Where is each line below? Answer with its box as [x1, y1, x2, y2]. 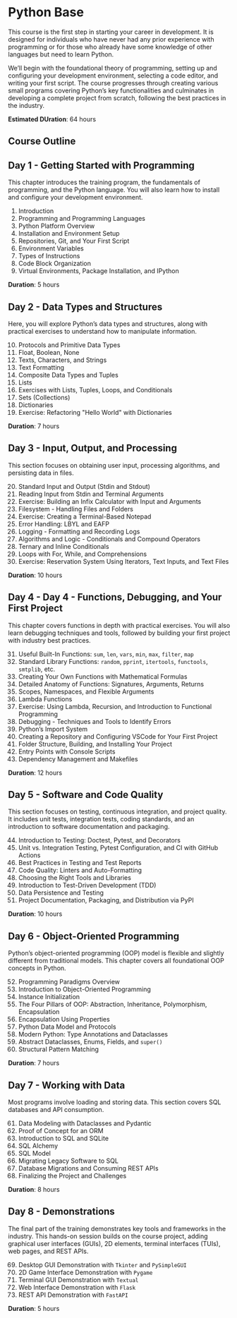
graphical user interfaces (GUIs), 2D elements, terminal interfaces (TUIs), [8, 1239, 221, 1247]
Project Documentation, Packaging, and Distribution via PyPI [18, 896, 194, 905]
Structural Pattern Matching [18, 1045, 99, 1053]
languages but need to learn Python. [8, 50, 114, 59]
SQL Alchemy [18, 1142, 59, 1150]
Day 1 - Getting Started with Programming [8, 159, 195, 171]
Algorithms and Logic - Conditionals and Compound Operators [18, 534, 201, 543]
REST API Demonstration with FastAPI [18, 1290, 129, 1299]
